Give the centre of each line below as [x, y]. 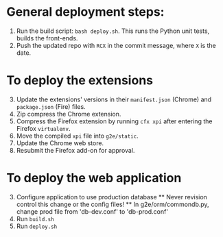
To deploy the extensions [80, 80]
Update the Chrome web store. [60, 143]
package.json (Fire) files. [51, 106]
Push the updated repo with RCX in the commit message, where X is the [116, 45]
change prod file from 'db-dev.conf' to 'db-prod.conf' [92, 211]
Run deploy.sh [37, 226]
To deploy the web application [94, 178]
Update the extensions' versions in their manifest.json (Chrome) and [114, 99]
